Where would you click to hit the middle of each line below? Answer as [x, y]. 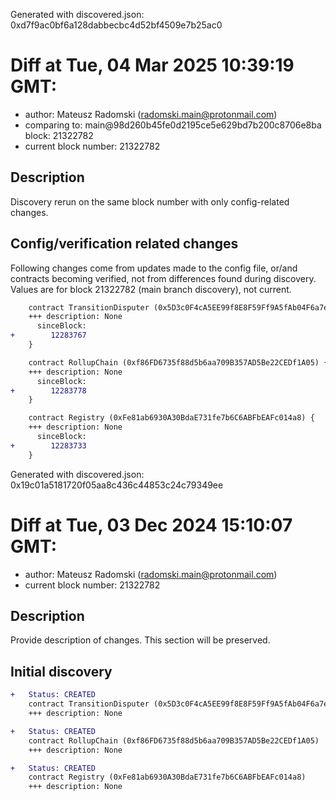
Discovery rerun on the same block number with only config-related [150, 201]
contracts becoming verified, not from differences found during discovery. [163, 278]
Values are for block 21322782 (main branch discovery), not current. [151, 289]
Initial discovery [61, 671]
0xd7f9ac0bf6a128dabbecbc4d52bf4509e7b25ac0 [116, 25]
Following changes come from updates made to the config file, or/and [154, 268]
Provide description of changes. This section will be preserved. [140, 640]
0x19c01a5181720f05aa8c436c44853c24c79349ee [117, 485]
